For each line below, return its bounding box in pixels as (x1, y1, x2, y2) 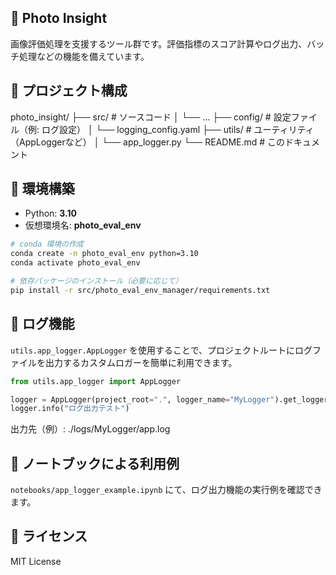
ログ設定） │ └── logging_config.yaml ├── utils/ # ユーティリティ (41, 123, 315, 135)
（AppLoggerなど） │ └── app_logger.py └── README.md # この (10, 136, 286, 148)
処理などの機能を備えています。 (18, 50, 150, 62)
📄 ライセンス (10, 528, 88, 545)
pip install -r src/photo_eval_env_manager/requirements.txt (10, 285, 271, 295)
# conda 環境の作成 (10, 239, 84, 250)
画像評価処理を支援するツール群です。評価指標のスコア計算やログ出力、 (10, 37, 308, 50)
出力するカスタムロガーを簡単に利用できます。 (44, 356, 238, 368)
